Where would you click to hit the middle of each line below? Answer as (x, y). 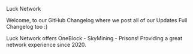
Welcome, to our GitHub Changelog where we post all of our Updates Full (97, 20)
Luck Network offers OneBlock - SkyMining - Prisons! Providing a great (94, 38)
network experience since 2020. (46, 45)
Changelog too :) (27, 27)
